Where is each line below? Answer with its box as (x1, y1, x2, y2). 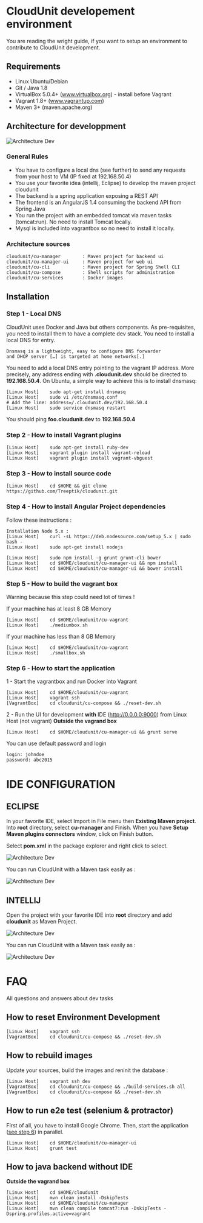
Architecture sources (6, 239, 71, 248)
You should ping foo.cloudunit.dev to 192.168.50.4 (6, 415, 136, 422)
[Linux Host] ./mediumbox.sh (6, 622, 88, 628)
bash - (6, 539, 23, 545)
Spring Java (15, 205, 45, 212)
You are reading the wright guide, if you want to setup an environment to (6, 37, 188, 44)
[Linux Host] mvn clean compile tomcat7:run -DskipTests (6, 1205, 162, 1212)
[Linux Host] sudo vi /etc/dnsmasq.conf (6, 394, 118, 400)
